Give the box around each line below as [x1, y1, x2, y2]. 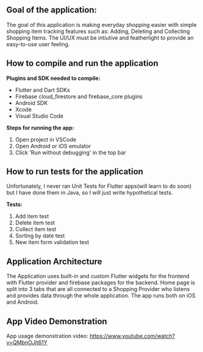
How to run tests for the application [6, 167, 143, 177]
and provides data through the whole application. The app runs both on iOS [6, 292, 196, 300]
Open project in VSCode [15, 135, 77, 143]
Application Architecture [6, 256, 102, 267]
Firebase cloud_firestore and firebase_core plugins [15, 93, 143, 100]
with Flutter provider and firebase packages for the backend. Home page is [6, 279, 196, 286]
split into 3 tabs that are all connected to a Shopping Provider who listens [6, 286, 190, 293]
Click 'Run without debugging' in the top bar [15, 149, 126, 156]
